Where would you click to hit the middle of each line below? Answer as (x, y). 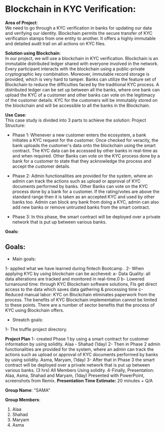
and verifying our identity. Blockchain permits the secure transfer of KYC (79, 33)
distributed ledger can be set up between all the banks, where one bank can (82, 90)
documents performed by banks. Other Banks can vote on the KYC (80, 186)
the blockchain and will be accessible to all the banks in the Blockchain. (78, 105)
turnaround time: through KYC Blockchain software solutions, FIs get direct (81, 284)
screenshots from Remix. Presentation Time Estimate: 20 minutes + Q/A (79, 380)
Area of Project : (21, 23)
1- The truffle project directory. (36, 329)
